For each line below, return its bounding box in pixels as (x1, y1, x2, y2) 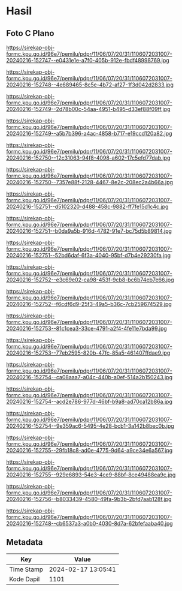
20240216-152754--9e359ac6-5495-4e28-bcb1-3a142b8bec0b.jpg (6, 422, 175, 430)
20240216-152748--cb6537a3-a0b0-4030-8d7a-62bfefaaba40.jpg (6, 520, 173, 527)
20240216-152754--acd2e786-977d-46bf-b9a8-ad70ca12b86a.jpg (6, 398, 172, 405)
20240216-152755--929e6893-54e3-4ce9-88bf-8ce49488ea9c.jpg (6, 471, 176, 478)
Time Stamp (9, 565, 44, 574)
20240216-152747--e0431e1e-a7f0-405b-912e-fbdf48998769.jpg (6, 57, 169, 64)
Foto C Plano (6, 28, 54, 38)
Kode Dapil (9, 575, 40, 583)
